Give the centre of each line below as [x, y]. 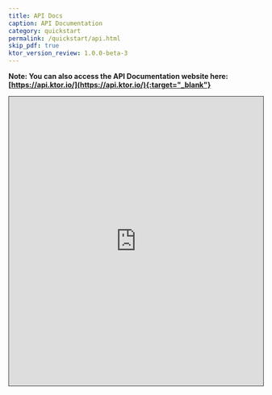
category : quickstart [45, 31]
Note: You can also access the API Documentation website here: [118, 76]
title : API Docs [36, 16]
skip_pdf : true [34, 46]
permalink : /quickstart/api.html [65, 38]
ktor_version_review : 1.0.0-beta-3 [68, 53]
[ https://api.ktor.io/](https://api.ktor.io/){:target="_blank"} [110, 85]
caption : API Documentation [56, 23]
